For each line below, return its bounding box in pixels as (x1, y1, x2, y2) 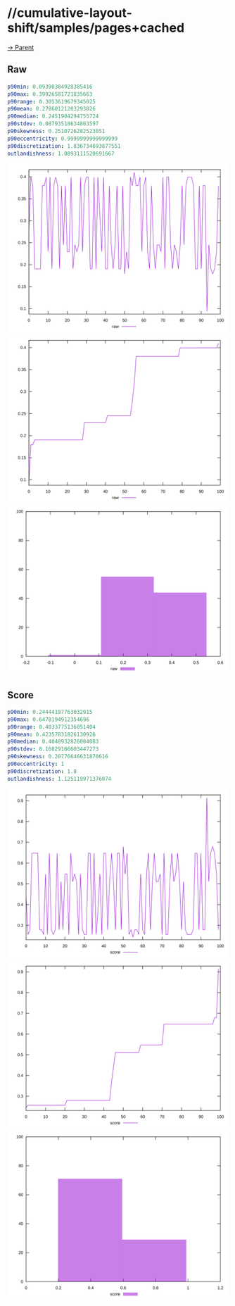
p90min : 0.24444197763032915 (7, 708, 93, 715)
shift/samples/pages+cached (7, 20, 185, 36)
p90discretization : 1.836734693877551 (7, 142, 121, 149)
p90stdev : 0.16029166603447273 (7, 746, 99, 753)
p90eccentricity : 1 (7, 760, 65, 768)
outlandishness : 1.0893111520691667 (7, 150, 115, 157)
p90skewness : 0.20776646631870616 (7, 753, 109, 760)
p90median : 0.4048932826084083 (7, 738, 99, 746)
